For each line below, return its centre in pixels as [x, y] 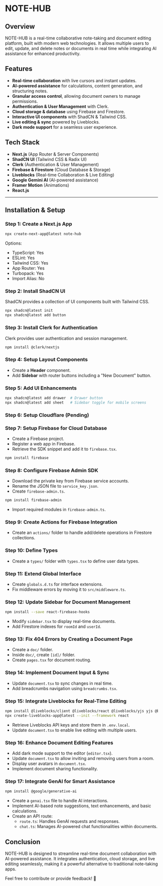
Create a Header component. [41, 370]
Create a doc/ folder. [33, 650]
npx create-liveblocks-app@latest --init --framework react [67, 715]
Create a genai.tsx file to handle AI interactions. [60, 801]
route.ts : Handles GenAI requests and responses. [69, 821]
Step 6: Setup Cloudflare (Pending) [47, 415]
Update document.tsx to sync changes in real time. [62, 683]
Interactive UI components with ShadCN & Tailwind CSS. [69, 117]
